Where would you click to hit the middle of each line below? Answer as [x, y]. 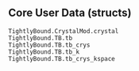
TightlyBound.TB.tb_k [44, 52]
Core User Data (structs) [70, 13]
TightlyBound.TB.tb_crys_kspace [62, 58]
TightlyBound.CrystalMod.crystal [64, 31]
